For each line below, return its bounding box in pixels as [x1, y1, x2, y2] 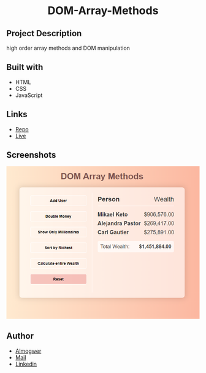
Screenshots [6, 150, 56, 160]
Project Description [6, 28, 82, 39]
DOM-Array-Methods [47, 4, 159, 18]
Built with [6, 62, 44, 72]
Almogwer [15, 347, 42, 355]
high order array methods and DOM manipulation [6, 44, 131, 52]
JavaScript [15, 91, 43, 99]
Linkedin [15, 360, 37, 367]
